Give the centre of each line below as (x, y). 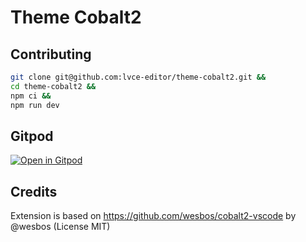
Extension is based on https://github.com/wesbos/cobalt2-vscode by (153, 216)
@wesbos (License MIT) (60, 227)
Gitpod (32, 136)
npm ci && (31, 96)
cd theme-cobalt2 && (53, 86)
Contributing (51, 54)
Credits (34, 191)
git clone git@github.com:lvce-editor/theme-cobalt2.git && (138, 77)
